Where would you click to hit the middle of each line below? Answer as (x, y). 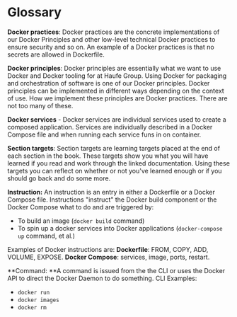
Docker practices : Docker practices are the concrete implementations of (114, 32)
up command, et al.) (46, 236)
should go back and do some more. (59, 178)
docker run (34, 292)
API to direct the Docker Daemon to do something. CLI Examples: (102, 278)
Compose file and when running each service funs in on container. (104, 134)
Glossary (35, 12)
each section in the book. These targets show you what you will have (108, 156)
